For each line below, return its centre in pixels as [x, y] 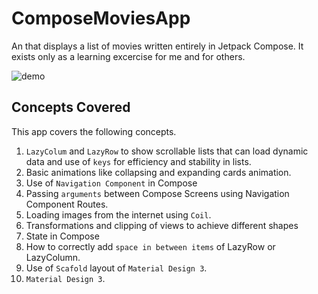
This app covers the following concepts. [94, 131]
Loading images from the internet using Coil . [118, 214]
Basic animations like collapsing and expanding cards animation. [158, 172]
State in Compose [62, 236]
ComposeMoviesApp [101, 18]
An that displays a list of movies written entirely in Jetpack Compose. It [157, 46]
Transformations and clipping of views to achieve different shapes [162, 225]
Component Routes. [67, 204]
